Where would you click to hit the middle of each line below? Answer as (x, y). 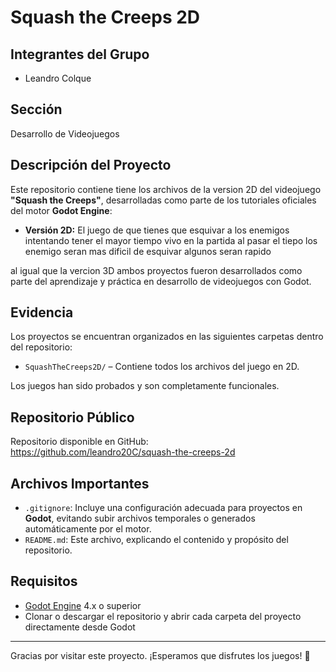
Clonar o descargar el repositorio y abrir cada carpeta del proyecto (163, 616)
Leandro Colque (58, 78)
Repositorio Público (72, 417)
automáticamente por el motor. (88, 529)
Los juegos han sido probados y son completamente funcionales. (145, 386)
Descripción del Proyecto (91, 165)
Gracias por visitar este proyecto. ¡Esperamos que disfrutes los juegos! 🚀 (160, 655)
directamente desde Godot (80, 627)
